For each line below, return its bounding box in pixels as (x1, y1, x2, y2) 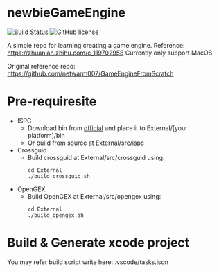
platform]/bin (27, 131, 65, 139)
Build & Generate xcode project (7, 235, 190, 251)
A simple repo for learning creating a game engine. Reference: (7, 41, 185, 49)
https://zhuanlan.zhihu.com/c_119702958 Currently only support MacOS (7, 49, 213, 57)
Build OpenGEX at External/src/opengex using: (27, 192, 161, 200)
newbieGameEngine (7, 5, 126, 21)
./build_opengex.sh (27, 211, 85, 219)
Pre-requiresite (7, 94, 97, 109)
